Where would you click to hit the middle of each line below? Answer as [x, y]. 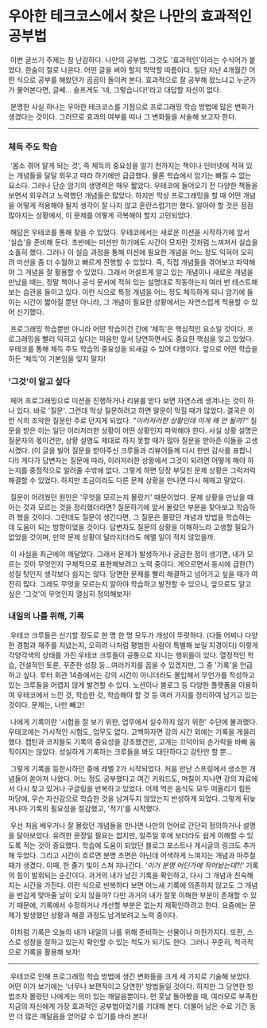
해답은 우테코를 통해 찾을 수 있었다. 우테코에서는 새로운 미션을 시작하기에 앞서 [130, 233]
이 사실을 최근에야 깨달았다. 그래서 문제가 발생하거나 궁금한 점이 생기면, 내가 [128, 554]
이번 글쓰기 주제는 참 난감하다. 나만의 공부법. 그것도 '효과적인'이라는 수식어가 [129, 60]
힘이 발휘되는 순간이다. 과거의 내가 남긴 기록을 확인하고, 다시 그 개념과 [124, 875]
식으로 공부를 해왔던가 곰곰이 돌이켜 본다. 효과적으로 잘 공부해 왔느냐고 [126, 80]
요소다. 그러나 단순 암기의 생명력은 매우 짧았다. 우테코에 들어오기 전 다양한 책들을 [133, 186]
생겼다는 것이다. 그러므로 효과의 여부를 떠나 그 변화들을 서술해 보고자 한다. [122, 116]
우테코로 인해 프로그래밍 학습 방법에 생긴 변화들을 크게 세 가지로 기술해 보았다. [131, 976]
